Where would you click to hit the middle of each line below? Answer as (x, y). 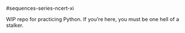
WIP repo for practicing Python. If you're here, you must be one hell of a (92, 19)
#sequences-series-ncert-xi (40, 8)
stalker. (15, 25)
